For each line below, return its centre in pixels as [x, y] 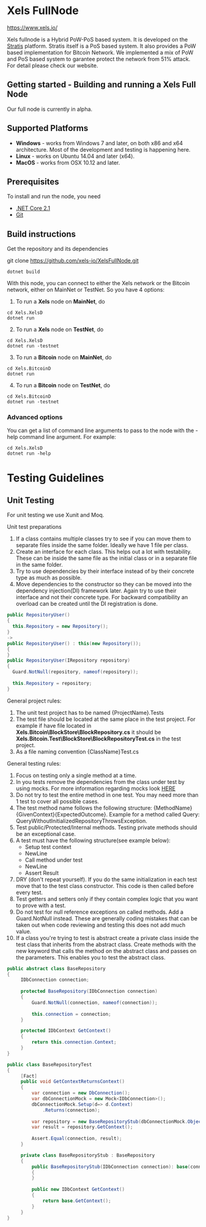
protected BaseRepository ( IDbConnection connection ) [89, 991]
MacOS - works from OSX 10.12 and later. [68, 162]
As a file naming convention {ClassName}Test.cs [77, 751]
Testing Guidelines [56, 478]
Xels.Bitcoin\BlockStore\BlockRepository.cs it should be [88, 732]
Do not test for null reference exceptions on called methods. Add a [100, 912]
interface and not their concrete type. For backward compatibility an [102, 597]
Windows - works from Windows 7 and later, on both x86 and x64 [99, 143]
